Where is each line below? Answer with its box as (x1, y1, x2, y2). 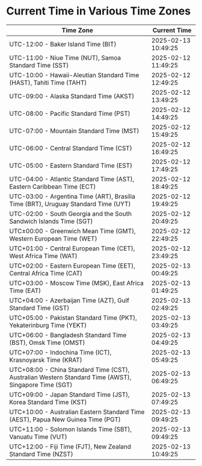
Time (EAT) (9, 286, 41, 295)
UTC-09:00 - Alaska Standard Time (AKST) (9, 92, 135, 100)
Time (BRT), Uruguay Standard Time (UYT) (9, 200, 131, 208)
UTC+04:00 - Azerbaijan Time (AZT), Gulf (9, 296, 129, 304)
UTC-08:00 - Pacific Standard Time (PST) (9, 109, 130, 118)
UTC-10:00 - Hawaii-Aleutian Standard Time (9, 71, 139, 79)
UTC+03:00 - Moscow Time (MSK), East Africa (9, 279, 144, 287)
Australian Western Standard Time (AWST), (9, 373, 132, 381)
